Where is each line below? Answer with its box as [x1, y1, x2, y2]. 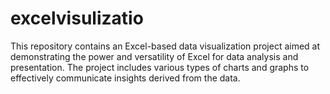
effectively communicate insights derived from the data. [10, 72, 241, 84]
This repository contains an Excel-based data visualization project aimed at [10, 40, 321, 52]
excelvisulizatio [10, 7, 144, 30]
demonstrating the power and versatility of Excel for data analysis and [10, 50, 299, 62]
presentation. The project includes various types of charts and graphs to [10, 61, 310, 73]
